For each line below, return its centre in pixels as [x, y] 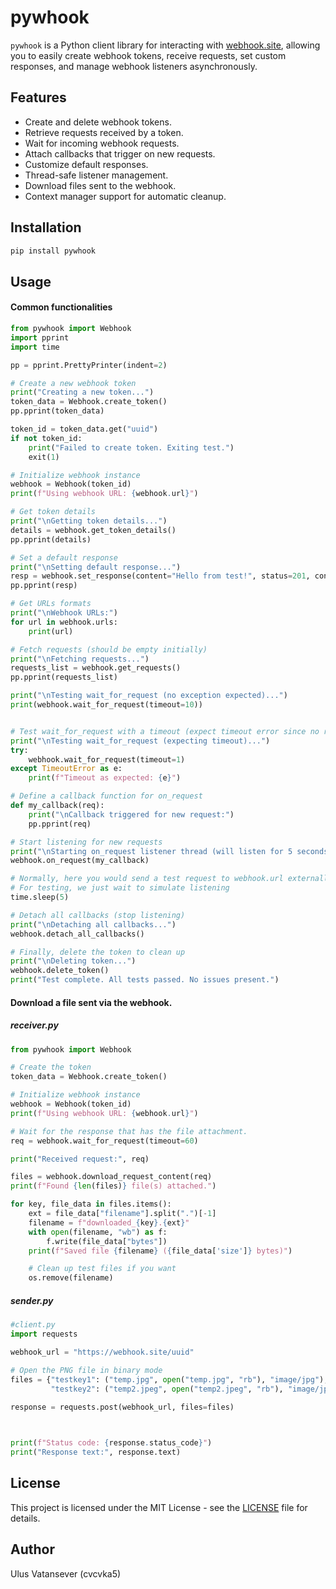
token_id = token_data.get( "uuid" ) [84, 429]
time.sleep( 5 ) [40, 897]
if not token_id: [46, 438]
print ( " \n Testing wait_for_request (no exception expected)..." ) [149, 696]
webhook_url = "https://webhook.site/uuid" [102, 1352]
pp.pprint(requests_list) [64, 677]
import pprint [40, 337]
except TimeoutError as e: [66, 769]
